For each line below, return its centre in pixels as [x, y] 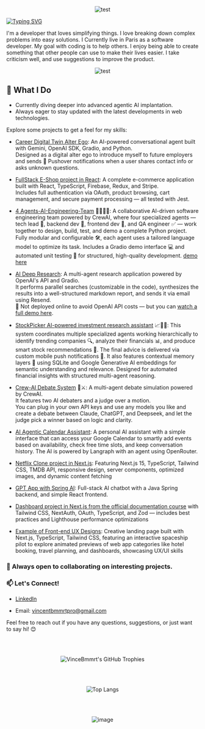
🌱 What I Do [29, 90]
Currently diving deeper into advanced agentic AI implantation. [94, 105]
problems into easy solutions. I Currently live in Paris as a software [90, 39]
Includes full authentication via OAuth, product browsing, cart [92, 192]
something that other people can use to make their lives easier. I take [93, 53]
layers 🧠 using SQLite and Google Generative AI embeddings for [96, 362]
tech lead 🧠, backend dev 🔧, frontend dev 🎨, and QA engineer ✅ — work [106, 224]
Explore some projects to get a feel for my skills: [67, 130]
